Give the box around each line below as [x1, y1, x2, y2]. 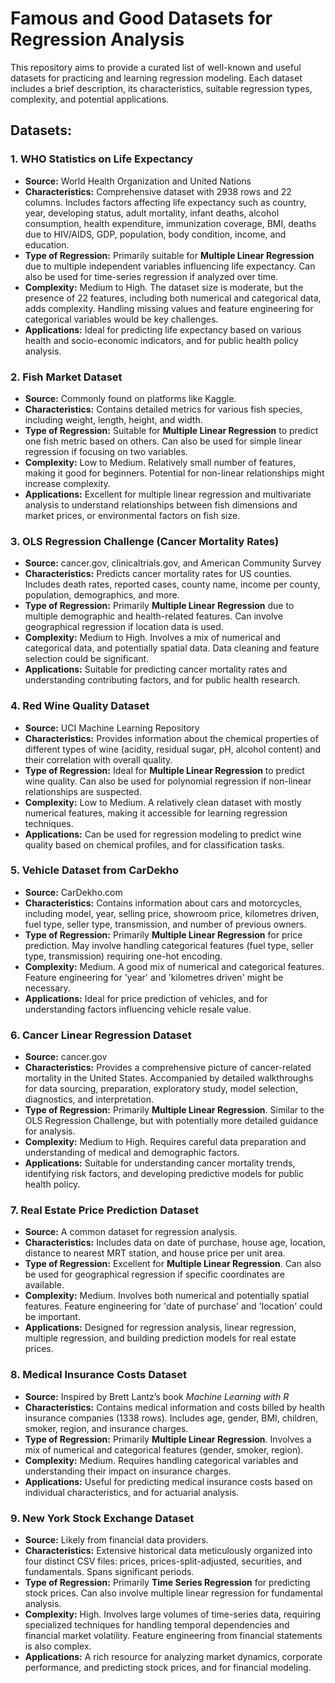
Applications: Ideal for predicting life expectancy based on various [24, 323, 302, 336]
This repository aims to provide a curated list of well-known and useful [10, 61, 302, 73]
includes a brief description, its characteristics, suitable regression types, [10, 82, 313, 94]
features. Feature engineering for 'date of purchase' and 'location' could [24, 1300, 323, 1312]
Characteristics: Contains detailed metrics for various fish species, [24, 403, 303, 415]
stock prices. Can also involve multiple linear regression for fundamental [24, 1587, 323, 1599]
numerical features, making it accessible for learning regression [24, 807, 288, 819]
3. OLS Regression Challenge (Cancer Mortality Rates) [10, 534, 280, 548]
